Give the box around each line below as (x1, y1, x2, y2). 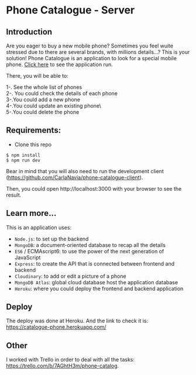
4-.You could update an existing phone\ (6, 102, 101, 109)
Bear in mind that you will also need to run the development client (6, 167, 164, 174)
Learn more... (6, 208, 57, 218)
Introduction (6, 27, 53, 37)
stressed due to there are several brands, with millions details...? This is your (6, 49, 190, 56)
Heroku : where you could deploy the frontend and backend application (14, 285, 184, 292)
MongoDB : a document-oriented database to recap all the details (14, 241, 166, 249)
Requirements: (6, 125, 61, 135)
